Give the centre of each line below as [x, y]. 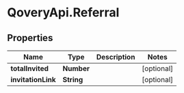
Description [116, 57]
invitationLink [33, 80]
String [73, 80]
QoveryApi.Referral [63, 13]
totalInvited [30, 68]
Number [76, 68]
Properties [30, 38]
